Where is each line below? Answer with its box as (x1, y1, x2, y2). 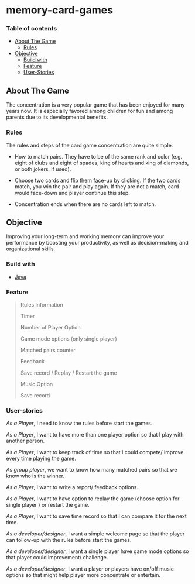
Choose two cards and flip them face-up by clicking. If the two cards (14, 177, 181, 184)
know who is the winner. (6, 472, 65, 480)
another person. (6, 437, 45, 445)
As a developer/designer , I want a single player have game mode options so (6, 548, 189, 555)
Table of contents (6, 25, 57, 33)
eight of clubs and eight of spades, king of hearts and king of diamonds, (14, 159, 189, 166)
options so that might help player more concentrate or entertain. (6, 572, 161, 579)
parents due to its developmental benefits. (6, 114, 108, 121)
